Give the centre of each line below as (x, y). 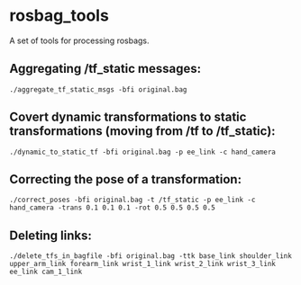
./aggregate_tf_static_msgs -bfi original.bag (98, 89)
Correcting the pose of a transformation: (125, 179)
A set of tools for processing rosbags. (80, 40)
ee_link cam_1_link (46, 272)
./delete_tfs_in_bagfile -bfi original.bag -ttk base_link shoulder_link (151, 256)
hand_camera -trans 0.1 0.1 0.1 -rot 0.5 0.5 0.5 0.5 (113, 208)
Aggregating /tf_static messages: (105, 69)
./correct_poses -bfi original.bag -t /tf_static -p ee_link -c (132, 200)
